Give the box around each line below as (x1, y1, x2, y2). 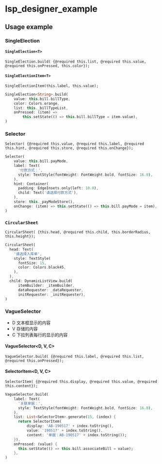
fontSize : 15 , (17, 261, 47, 265)
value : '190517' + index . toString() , (26, 428, 103, 433)
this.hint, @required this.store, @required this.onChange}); (5, 146, 133, 151)
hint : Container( (14, 181, 49, 186)
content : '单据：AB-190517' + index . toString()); (26, 432, 127, 437)
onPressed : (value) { (14, 442, 57, 447)
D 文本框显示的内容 (12, 319, 51, 326)
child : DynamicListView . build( (9, 279, 73, 283)
